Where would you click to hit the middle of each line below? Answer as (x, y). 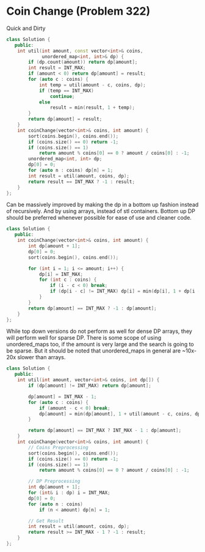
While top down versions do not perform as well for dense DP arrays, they (99, 331)
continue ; (62, 96)
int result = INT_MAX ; (57, 68)
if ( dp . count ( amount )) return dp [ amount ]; (83, 62)
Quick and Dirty (26, 28)
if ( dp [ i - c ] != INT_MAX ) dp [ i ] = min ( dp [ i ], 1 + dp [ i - (125, 291)
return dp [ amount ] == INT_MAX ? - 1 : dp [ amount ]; (92, 308)
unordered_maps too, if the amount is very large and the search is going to (100, 345)
